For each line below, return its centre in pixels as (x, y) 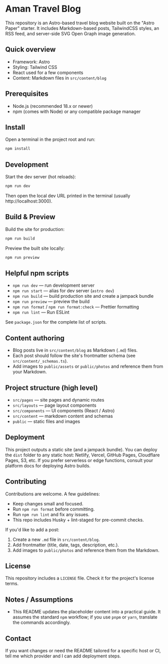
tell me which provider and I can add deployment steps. (63, 656)
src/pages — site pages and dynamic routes (58, 400)
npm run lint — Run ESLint (41, 313)
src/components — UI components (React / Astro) (64, 410)
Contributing (26, 482)
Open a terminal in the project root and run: (50, 139)
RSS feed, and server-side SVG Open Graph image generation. (71, 33)
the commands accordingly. (41, 622)
